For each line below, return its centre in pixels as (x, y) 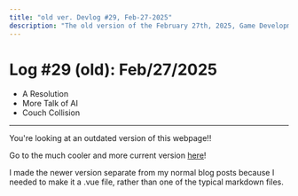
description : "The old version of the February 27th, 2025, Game (132, 26)
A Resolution (45, 94)
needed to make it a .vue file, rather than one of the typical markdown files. (146, 182)
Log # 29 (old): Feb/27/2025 (113, 70)
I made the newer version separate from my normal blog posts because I (142, 173)
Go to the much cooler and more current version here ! (108, 155)
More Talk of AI (50, 104)
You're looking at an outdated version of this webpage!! (110, 138)
